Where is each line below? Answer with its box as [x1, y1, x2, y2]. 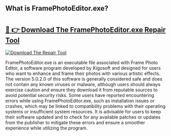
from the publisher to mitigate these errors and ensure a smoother [5, 120, 145, 125]
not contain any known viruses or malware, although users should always [5, 82, 161, 87]
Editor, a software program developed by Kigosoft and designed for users [5, 65, 161, 71]
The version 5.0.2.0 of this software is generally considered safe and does [5, 76, 163, 82]
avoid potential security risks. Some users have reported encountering [5, 92, 155, 98]
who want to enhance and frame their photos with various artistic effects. [5, 70, 161, 76]
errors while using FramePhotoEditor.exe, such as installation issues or [5, 98, 155, 104]
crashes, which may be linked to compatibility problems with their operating [5, 103, 166, 109]
